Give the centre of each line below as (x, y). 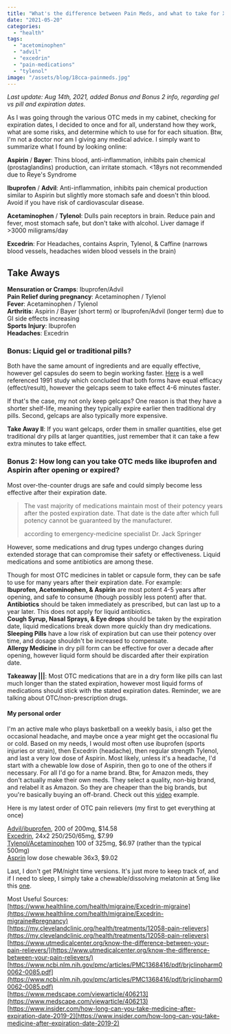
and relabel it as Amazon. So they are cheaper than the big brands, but (107, 787)
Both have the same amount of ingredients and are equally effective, (104, 366)
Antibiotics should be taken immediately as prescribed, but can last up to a (114, 604)
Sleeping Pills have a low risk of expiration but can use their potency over (112, 633)
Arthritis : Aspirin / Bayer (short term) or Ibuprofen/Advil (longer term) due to (115, 311)
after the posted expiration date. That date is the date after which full (121, 513)
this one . (20, 885)
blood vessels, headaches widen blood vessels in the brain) (92, 251)
